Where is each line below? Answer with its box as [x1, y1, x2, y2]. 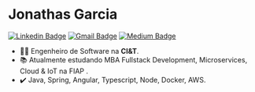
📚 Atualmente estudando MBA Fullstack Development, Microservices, [19, 55, 248, 64]
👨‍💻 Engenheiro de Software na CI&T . [19, 46, 139, 55]
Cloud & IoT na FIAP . [19, 66, 89, 76]
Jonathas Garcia [8, 5, 118, 23]
